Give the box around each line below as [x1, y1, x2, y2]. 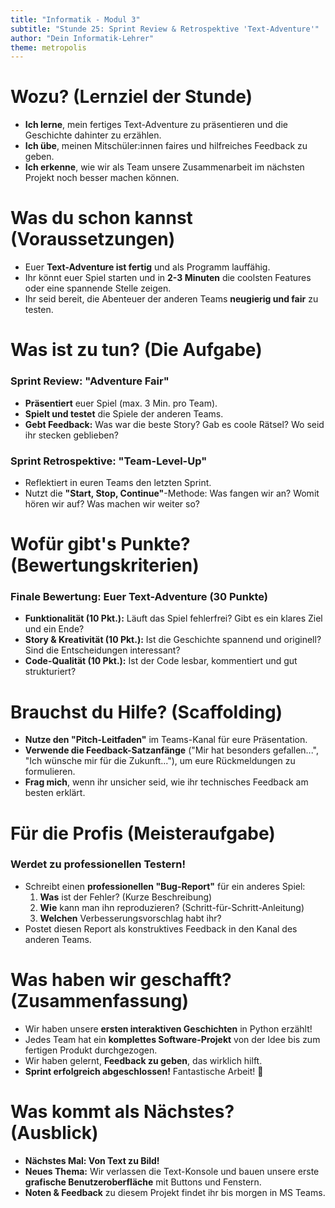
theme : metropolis [10, 42, 87, 53]
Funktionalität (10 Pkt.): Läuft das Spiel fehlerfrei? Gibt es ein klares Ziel [24, 612, 323, 625]
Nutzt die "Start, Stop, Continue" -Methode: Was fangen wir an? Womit [24, 487, 320, 499]
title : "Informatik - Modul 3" [10, 14, 141, 25]
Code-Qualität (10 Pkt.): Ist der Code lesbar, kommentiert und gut [24, 655, 298, 667]
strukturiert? [24, 666, 77, 678]
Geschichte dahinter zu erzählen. [24, 129, 162, 141]
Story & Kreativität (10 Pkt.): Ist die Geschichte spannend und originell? [24, 634, 322, 646]
